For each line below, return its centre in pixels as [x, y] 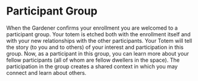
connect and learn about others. [46, 73]
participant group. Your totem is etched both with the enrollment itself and [98, 34]
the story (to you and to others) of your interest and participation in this [95, 47]
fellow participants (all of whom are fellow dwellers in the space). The [93, 60]
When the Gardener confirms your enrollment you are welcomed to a [92, 28]
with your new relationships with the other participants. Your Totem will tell [99, 40]
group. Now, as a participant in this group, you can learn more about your [98, 53]
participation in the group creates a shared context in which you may [92, 66]
